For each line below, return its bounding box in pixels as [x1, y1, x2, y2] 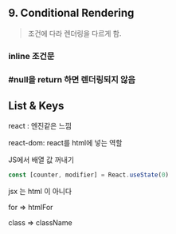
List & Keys [8, 99, 65, 113]
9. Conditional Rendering [8, 6, 135, 20]
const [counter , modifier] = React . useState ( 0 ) [8, 171, 170, 179]
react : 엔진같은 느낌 [8, 121, 72, 131]
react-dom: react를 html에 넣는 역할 [8, 138, 123, 148]
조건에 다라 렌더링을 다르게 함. [27, 28, 122, 38]
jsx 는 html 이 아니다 [8, 187, 72, 196]
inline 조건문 [8, 50, 55, 61]
